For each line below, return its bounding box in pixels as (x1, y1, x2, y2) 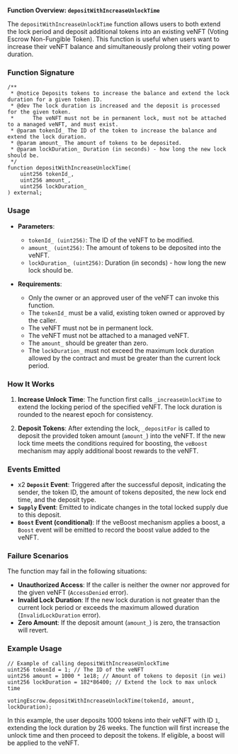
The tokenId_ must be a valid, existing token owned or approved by (28, 308, 225, 317)
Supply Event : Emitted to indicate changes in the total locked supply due (17, 503, 229, 512)
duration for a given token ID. (7, 96, 103, 104)
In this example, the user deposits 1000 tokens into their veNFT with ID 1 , (7, 716, 220, 724)
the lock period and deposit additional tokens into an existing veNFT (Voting (7, 28, 229, 35)
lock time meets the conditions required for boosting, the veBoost (17, 439, 208, 447)
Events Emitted (7, 464, 61, 474)
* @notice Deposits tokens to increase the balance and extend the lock (10, 90, 230, 97)
